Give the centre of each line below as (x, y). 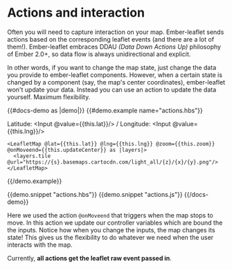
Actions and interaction (76, 13)
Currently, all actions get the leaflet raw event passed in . (89, 258)
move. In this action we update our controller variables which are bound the (115, 223)
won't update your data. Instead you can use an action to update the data (112, 89)
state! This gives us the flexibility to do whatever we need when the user (110, 237)
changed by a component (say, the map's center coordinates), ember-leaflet (116, 82)
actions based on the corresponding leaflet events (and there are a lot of (111, 39)
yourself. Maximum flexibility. (49, 97)
